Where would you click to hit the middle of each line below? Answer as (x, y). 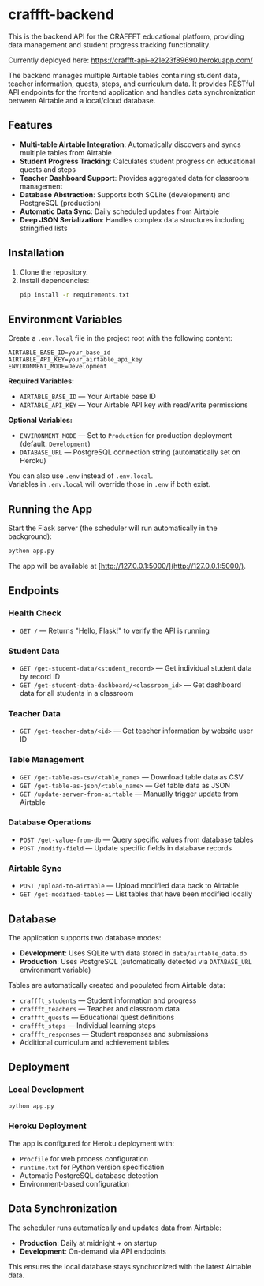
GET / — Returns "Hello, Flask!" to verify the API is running (115, 630)
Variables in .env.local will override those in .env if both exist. (110, 484)
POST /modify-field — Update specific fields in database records (126, 848)
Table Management (46, 760)
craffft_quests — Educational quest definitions (97, 1017)
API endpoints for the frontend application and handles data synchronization (132, 92)
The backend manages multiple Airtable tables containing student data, (124, 75)
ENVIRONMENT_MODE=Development (58, 367)
